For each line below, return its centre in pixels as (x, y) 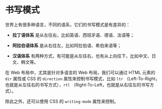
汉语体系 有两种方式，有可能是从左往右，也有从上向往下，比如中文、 (82, 56)
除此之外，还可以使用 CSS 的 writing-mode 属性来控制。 (62, 101)
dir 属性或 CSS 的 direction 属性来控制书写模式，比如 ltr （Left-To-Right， (82, 79)
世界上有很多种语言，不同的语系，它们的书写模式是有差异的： (68, 25)
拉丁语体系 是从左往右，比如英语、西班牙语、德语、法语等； (73, 35)
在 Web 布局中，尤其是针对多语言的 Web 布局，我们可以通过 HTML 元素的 (80, 72)
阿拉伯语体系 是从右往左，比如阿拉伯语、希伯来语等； (67, 45)
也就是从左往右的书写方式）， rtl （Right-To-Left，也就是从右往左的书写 (78, 84)
